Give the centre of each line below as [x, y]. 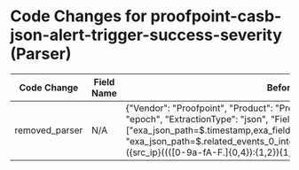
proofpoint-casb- [216, 16]
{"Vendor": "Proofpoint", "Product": [199, 108]
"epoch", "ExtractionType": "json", [197, 119]
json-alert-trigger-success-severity [146, 35]
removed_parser [49, 130]
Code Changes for [79, 16]
